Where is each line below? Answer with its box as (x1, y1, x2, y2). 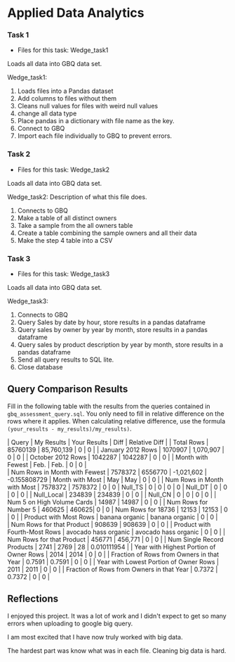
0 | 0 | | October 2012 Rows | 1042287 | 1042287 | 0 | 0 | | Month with (7, 452, 208, 462)
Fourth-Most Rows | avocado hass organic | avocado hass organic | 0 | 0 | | (7, 528, 226, 536)
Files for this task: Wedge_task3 (17, 269, 110, 279)
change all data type (17, 109, 77, 117)
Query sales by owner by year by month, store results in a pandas (17, 326, 208, 334)
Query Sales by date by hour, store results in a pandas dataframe (17, 318, 206, 326)
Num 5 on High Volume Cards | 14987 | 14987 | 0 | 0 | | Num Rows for (7, 497, 208, 506)
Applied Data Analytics (7, 5, 145, 21)
